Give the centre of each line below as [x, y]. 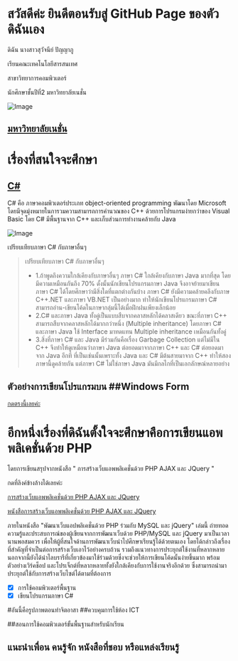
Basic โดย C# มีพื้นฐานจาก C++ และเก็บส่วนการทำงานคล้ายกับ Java [92, 219]
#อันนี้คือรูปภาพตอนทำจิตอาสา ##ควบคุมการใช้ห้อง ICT [74, 610]
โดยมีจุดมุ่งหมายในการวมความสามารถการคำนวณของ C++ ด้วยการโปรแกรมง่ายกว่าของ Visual [119, 211]
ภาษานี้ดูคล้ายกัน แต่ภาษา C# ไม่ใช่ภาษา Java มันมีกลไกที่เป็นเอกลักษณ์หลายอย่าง [132, 364]
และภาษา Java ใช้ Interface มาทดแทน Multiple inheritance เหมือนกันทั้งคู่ [131, 332]
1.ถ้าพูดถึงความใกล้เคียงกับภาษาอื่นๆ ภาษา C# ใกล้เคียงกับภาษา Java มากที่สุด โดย [133, 275]
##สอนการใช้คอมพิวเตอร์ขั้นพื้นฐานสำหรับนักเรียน [66, 624]
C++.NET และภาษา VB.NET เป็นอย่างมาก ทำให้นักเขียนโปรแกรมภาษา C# [126, 300]
